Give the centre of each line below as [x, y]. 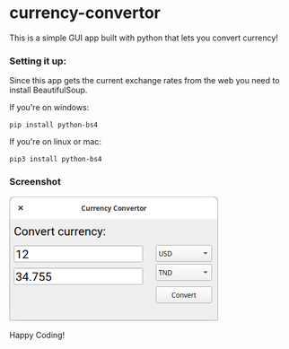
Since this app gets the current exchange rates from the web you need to [144, 81]
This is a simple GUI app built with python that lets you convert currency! [144, 38]
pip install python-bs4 [54, 125]
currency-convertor [85, 13]
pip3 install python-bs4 [56, 160]
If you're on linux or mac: [55, 142]
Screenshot [35, 182]
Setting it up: [38, 61]
